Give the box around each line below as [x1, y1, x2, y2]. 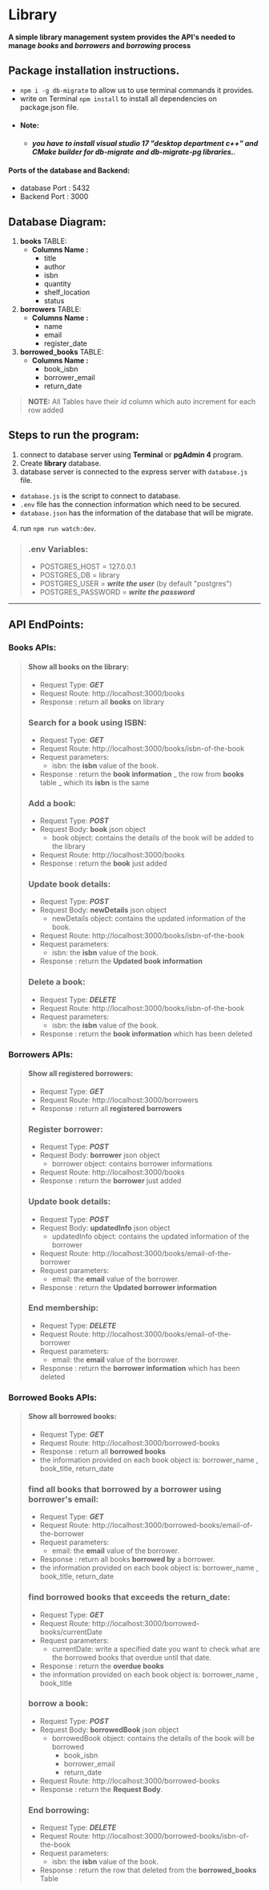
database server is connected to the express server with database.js [19, 467, 248, 477]
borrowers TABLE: [19, 304, 82, 314]
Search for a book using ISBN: [27, 716, 147, 728]
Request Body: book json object [39, 825, 147, 834]
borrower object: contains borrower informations [51, 1159, 213, 1169]
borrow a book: [27, 1698, 89, 1710]
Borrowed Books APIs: [8, 1392, 98, 1403]
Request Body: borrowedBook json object [39, 1725, 179, 1734]
